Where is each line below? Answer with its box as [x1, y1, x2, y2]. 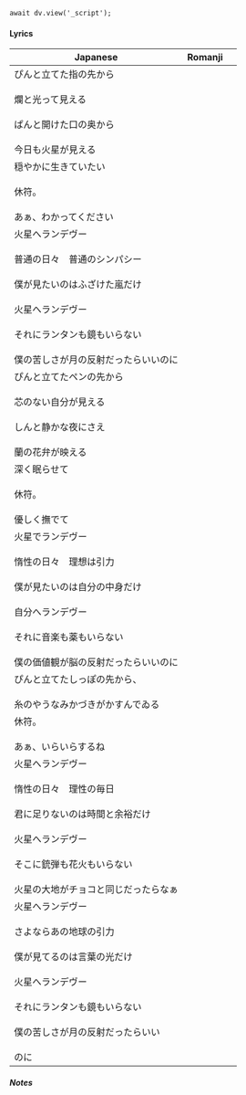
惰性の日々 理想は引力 [14, 555, 116, 568]
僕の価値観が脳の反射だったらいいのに [14, 656, 179, 669]
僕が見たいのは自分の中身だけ [14, 581, 143, 594]
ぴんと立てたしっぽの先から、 [14, 673, 143, 686]
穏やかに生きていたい [14, 161, 107, 174]
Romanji [187, 51, 223, 64]
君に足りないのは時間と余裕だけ [14, 808, 152, 821]
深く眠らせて [14, 463, 69, 476]
